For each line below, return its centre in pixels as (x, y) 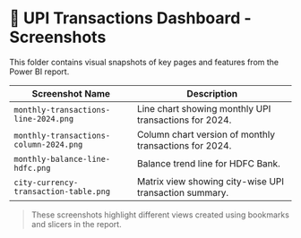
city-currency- (46, 182)
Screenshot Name (71, 93)
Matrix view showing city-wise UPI (211, 181)
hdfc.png (32, 168)
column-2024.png (48, 144)
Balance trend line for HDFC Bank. (209, 163)
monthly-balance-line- (62, 159)
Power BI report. (39, 72)
